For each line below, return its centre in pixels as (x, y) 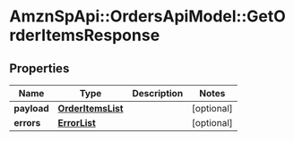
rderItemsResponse (85, 35)
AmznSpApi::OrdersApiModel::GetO (148, 17)
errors (27, 123)
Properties (39, 68)
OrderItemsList (91, 108)
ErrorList (77, 123)
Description (158, 93)
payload (31, 108)
